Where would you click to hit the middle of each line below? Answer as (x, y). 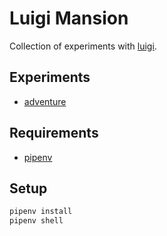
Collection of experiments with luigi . (83, 46)
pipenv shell (36, 221)
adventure (45, 101)
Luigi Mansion (69, 18)
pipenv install (41, 212)
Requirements (54, 133)
